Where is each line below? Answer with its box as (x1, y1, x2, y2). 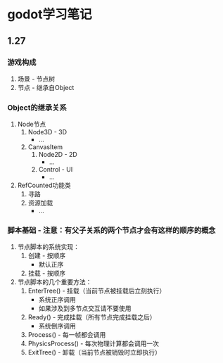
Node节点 (17, 120, 46, 129)
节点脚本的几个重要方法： (17, 278, 92, 286)
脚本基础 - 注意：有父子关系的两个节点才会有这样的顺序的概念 (7, 226, 216, 236)
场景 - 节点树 (17, 75, 56, 83)
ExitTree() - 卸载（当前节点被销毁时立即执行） (27, 348, 162, 357)
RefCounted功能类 (17, 181, 72, 190)
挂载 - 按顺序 (27, 269, 65, 278)
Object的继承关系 (7, 103, 67, 113)
